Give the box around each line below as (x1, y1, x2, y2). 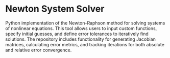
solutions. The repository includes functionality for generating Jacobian (5, 36, 156, 42)
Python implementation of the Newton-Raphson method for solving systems (5, 20, 165, 26)
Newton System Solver (5, 3, 105, 15)
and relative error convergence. (5, 47, 72, 53)
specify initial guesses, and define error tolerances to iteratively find (5, 31, 149, 37)
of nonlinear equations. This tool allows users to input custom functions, (5, 25, 157, 31)
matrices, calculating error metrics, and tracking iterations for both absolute (5, 41, 165, 47)
